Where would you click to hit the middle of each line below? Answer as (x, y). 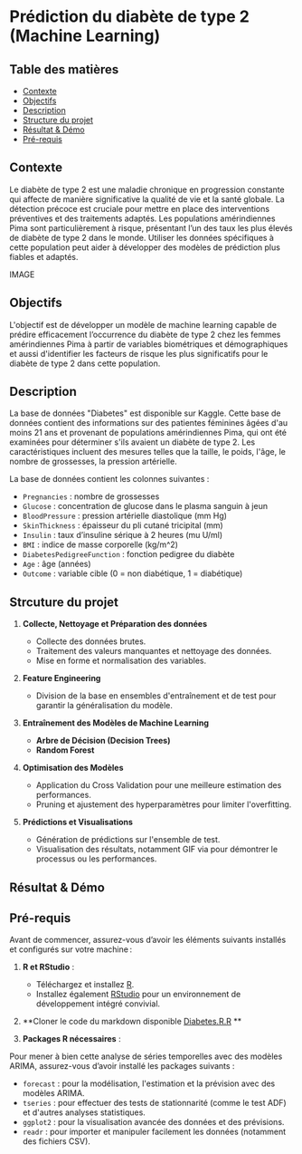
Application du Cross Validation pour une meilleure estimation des (159, 785)
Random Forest (65, 750)
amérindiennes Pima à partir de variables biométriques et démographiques (149, 344)
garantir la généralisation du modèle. (104, 706)
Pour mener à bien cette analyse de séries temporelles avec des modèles (146, 1056)
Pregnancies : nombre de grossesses (91, 496)
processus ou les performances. (96, 859)
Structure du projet (57, 120)
